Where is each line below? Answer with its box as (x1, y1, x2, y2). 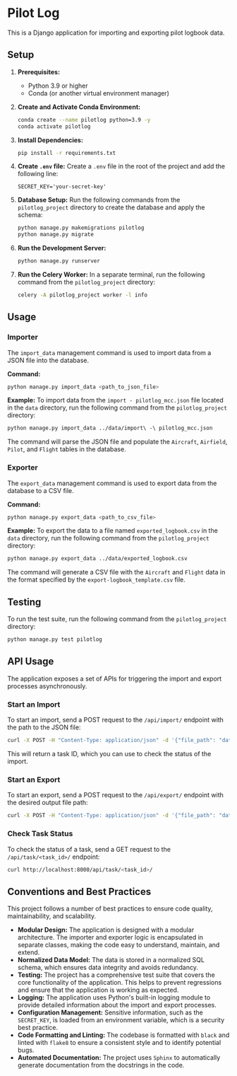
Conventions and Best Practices (7, 886, 152, 898)
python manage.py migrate (17, 231, 94, 238)
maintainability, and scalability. (7, 912, 97, 920)
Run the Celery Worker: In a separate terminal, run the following (17, 270, 205, 279)
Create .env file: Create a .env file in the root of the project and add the (17, 162, 226, 170)
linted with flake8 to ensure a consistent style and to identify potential (17, 1039, 221, 1047)
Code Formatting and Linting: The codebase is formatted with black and (17, 1031, 230, 1039)
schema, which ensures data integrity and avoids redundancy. (17, 964, 199, 972)
